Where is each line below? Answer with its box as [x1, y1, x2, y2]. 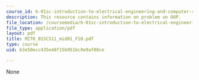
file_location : [6, 19, 44, 25]
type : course [6, 42, 38, 48]
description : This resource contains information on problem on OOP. [6, 14, 182, 20]
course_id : [6, 8, 33, 15]
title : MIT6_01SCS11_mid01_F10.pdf [6, 36, 94, 42]
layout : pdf [6, 31, 36, 36]
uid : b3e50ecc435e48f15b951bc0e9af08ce [6, 47, 105, 53]
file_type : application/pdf [6, 25, 76, 31]
